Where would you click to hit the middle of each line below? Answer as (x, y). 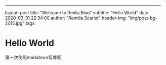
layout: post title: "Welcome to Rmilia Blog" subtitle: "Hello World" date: (77, 13)
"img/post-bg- (143, 18)
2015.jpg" (15, 23)
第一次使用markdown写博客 (33, 57)
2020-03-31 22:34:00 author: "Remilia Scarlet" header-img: (66, 18)
